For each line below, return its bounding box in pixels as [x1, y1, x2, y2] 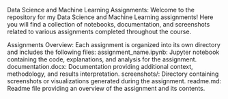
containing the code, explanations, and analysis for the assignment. [7, 55, 197, 63]
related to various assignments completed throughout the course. [7, 27, 192, 36]
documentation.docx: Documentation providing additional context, [7, 63, 193, 70]
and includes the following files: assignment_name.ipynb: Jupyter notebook [7, 48, 220, 56]
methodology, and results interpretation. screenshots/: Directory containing [7, 70, 219, 78]
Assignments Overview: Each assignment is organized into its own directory [7, 41, 220, 48]
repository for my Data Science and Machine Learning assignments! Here [7, 13, 214, 21]
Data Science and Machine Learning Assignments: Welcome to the [7, 6, 195, 14]
